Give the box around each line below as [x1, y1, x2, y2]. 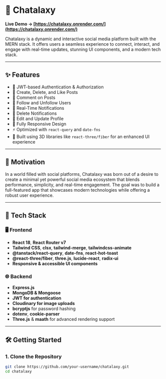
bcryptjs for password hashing [12, 305, 76, 311]
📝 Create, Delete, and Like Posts [12, 89, 78, 95]
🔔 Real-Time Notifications [12, 105, 64, 111]
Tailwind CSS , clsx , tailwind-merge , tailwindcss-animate [12, 245, 132, 251]
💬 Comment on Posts [12, 94, 56, 100]
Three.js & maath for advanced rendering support [12, 316, 115, 322]
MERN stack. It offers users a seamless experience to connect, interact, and [5, 41, 160, 47]
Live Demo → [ [5, 21, 36, 27]
